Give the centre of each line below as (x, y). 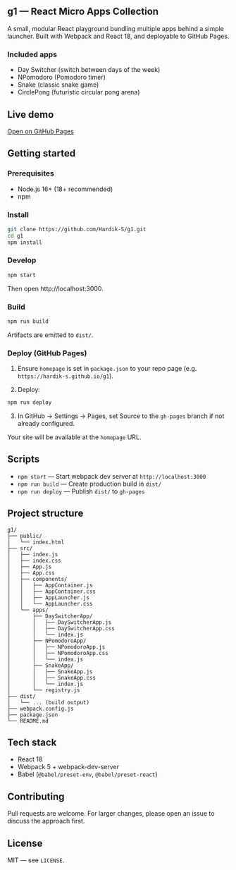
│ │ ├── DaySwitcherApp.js (60, 622)
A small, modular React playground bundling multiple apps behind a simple (116, 28)
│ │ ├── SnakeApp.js (50, 672)
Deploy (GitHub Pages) (47, 353)
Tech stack (32, 743)
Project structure (45, 514)
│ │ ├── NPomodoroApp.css (58, 653)
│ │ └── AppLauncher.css (50, 604)
